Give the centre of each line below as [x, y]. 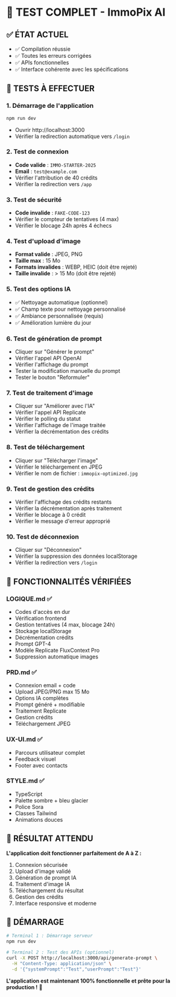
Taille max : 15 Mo [38, 261]
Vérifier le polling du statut [48, 419]
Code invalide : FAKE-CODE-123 [52, 213]
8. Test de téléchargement [46, 447]
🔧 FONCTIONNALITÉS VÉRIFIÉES [69, 582]
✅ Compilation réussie [43, 49]
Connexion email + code [45, 686]
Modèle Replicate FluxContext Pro [57, 650]
